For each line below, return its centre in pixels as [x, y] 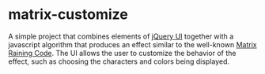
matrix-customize [68, 15]
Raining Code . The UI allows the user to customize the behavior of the [122, 53]
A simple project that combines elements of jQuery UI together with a [121, 36]
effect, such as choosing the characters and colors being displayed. [119, 61]
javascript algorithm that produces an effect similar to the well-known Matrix [132, 44]
